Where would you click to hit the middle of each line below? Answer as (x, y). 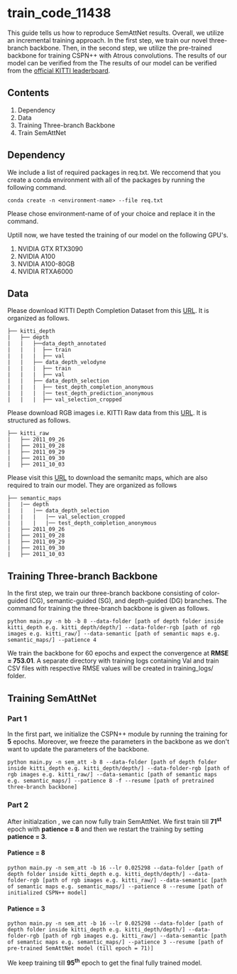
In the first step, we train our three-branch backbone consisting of (104, 593)
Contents (28, 93)
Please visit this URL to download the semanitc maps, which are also (108, 478)
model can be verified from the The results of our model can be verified (112, 63)
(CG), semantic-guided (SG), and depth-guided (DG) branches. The (128, 601)
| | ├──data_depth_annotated (57, 344)
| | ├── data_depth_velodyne (57, 363)
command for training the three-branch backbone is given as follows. (109, 609)
